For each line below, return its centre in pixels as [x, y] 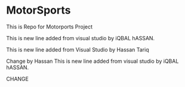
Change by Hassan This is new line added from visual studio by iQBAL [92, 61]
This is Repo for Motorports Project [50, 27]
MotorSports [38, 10]
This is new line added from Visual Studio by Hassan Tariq [78, 49]
